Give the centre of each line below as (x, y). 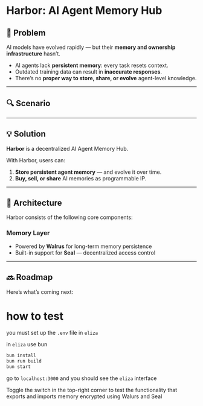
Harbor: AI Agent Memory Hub (84, 11)
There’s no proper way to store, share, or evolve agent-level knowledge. (106, 78)
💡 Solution (26, 134)
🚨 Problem (26, 33)
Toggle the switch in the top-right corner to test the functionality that (92, 390)
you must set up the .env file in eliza (52, 333)
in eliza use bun (27, 344)
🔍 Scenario (28, 103)
